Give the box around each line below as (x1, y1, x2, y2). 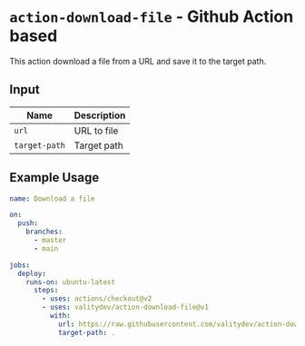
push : (17, 219, 39, 228)
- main (33, 243, 59, 253)
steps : (33, 286, 59, 295)
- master (33, 236, 67, 245)
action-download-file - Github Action (9, 6, 294, 27)
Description (74, 109, 126, 122)
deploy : (17, 269, 47, 278)
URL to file (74, 124, 119, 137)
